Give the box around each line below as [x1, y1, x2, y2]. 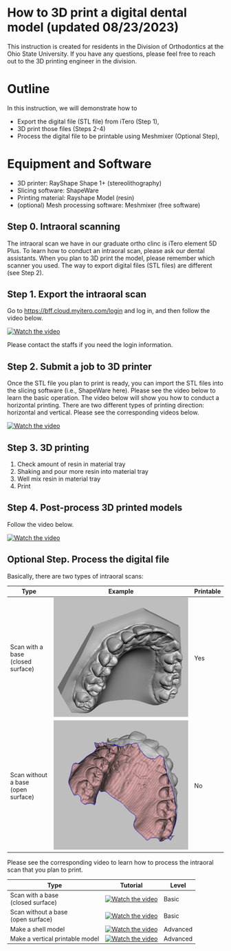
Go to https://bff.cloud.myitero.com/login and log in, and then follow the [7, 307, 210, 315]
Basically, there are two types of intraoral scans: [7, 572, 144, 580]
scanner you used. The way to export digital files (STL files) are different [7, 261, 212, 270]
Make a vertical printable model [10, 934, 100, 943]
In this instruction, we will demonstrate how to [7, 103, 137, 112]
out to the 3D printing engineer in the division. [7, 57, 137, 65]
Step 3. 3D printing [7, 441, 89, 453]
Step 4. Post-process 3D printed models [7, 502, 183, 514]
